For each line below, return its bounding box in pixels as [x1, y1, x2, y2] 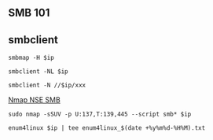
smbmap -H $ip [8, 54, 55, 62]
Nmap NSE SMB [8, 95, 61, 105]
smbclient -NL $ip [8, 68, 68, 76]
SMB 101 [8, 6, 50, 20]
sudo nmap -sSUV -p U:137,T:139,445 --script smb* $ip [8, 110, 192, 119]
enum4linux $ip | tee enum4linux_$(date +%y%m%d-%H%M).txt [8, 124, 206, 132]
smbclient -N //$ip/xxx [8, 82, 86, 90]
